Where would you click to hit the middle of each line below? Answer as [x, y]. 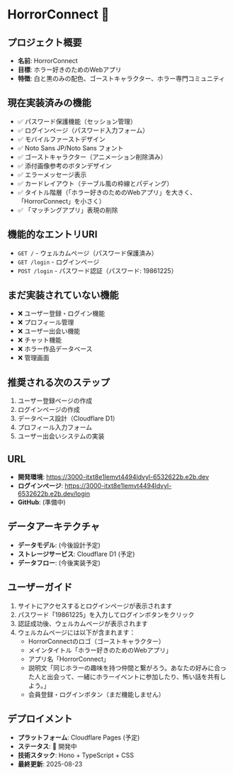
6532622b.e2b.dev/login [54, 494]
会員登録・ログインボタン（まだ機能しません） [96, 694]
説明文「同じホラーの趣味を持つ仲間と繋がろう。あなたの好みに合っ [127, 668]
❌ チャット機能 [40, 340]
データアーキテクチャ [54, 526]
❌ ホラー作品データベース [55, 349]
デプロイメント [40, 719]
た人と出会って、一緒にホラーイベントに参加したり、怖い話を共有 [124, 676]
